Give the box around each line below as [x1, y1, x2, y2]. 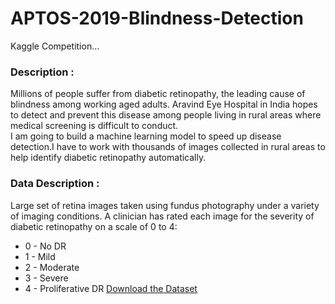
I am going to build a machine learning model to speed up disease [10, 130, 282, 142]
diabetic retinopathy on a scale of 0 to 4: [10, 220, 178, 232]
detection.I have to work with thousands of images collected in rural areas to [10, 141, 326, 153]
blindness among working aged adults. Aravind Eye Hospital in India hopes [10, 98, 318, 111]
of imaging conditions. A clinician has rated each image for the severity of [10, 210, 315, 222]
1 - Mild [24, 250, 56, 262]
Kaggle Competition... [10, 40, 100, 52]
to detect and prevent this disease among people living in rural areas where [10, 109, 322, 121]
